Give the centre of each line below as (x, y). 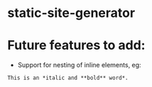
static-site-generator (71, 13)
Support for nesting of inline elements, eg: (79, 65)
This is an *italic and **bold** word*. (68, 78)
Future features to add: (76, 46)
